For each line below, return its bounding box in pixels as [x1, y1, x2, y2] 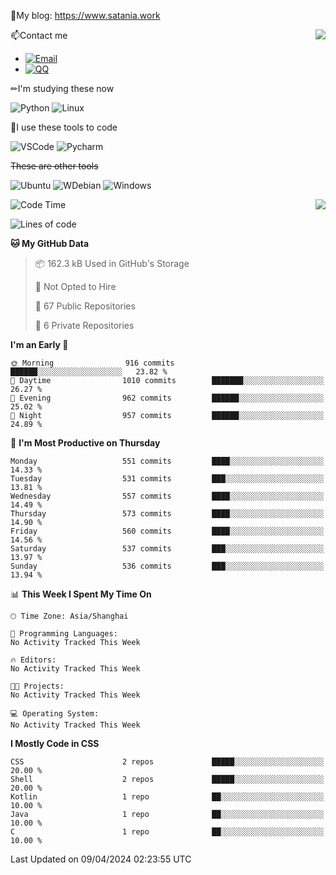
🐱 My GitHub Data [10, 238, 90, 249]
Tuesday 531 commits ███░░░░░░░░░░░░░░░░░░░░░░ [10, 474, 325, 484]
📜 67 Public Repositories [34, 300, 136, 312]
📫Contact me [10, 30, 68, 41]
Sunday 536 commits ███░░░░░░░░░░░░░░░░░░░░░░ [10, 561, 325, 571]
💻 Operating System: [10, 709, 100, 719]
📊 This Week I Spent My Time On [10, 588, 152, 600]
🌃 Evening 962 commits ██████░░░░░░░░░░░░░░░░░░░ [10, 393, 325, 403]
